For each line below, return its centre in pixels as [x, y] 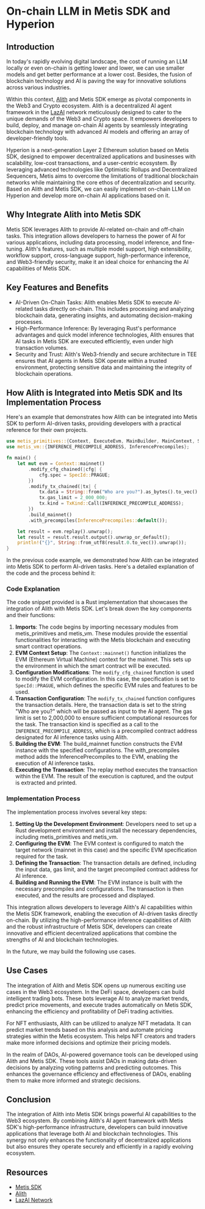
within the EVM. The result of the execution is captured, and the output [104, 776]
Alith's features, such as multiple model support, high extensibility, [109, 249]
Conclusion [29, 1099]
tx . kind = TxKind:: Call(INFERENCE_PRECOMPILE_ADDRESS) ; [111, 503]
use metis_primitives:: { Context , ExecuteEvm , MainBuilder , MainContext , [101, 441]
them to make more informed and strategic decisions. [74, 1080]
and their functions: [31, 615]
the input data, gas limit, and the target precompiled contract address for [106, 869]
